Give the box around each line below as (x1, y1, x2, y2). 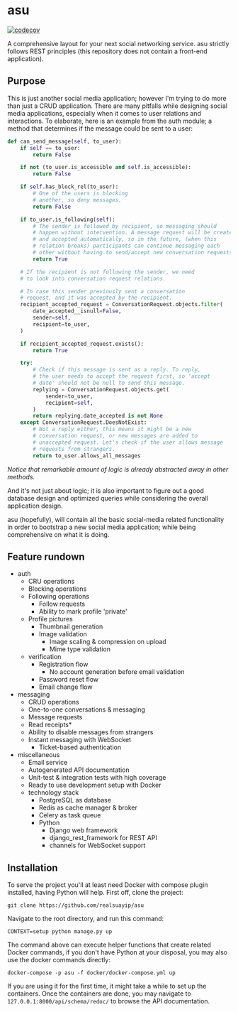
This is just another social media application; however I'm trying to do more (7, 94, 227, 102)
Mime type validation (49, 645, 111, 653)
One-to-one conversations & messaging (28, 705, 145, 714)
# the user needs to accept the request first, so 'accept (33, 373, 211, 380)
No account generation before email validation (49, 668, 185, 676)
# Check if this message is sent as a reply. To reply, (33, 366, 201, 374)
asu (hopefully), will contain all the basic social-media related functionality (7, 515, 225, 523)
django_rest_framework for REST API (49, 834, 157, 842)
